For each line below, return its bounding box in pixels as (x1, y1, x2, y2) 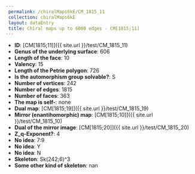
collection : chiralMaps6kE (8, 14, 76, 20)
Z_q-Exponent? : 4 (14, 130, 60, 138)
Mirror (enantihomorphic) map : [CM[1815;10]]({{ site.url (14, 111, 153, 119)
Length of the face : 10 (14, 54, 70, 61)
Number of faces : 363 (14, 92, 70, 100)
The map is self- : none (14, 99, 71, 106)
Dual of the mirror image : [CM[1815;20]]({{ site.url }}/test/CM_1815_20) (14, 124, 190, 131)
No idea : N (14, 150, 41, 157)
